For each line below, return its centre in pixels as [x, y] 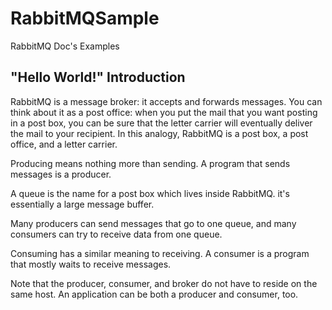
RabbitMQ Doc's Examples [65, 46]
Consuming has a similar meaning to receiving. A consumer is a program [160, 253]
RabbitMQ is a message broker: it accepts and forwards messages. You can [166, 101]
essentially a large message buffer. [82, 204]
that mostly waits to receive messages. [91, 264]
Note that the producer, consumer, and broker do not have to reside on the [164, 283]
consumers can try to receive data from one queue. [116, 234]
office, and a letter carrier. [64, 144]
